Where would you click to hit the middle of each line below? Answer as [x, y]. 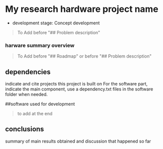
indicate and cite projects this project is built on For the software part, [77, 84]
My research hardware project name [82, 9]
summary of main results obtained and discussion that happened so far [78, 141]
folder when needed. [27, 94]
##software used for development [40, 104]
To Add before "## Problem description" [59, 32]
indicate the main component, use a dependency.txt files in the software [79, 89]
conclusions [25, 129]
